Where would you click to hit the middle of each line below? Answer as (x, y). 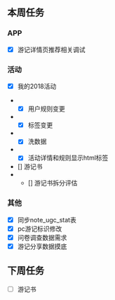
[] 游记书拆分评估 (53, 183)
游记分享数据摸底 (42, 246)
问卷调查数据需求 (42, 237)
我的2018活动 (37, 86)
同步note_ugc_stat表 (47, 220)
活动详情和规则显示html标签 (68, 158)
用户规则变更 (46, 109)
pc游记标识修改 (40, 229)
